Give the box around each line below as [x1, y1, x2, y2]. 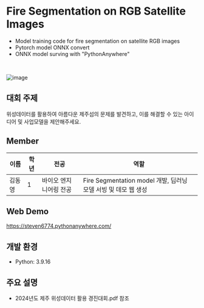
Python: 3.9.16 [15, 258, 51, 265]
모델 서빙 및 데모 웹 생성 [83, 185, 148, 194]
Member [6, 136, 39, 147]
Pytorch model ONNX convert [15, 44, 90, 51]
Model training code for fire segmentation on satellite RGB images [15, 37, 180, 44]
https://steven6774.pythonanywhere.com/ [6, 222, 112, 229]
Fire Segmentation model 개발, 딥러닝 [83, 176, 188, 184]
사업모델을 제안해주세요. [24, 117, 81, 125]
